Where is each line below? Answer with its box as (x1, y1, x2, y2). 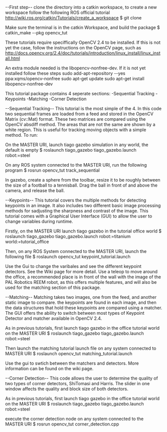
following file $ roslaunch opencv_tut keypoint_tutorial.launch (5, 254, 131, 259)
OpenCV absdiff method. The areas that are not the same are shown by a (5, 122, 156, 127)
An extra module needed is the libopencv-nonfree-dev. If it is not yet (5, 65, 146, 71)
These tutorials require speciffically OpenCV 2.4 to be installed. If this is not (5, 39, 161, 45)
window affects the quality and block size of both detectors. (5, 386, 129, 392)
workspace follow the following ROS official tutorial (5, 9, 110, 15)
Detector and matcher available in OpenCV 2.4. (5, 315, 102, 321)
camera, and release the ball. (5, 188, 65, 194)
